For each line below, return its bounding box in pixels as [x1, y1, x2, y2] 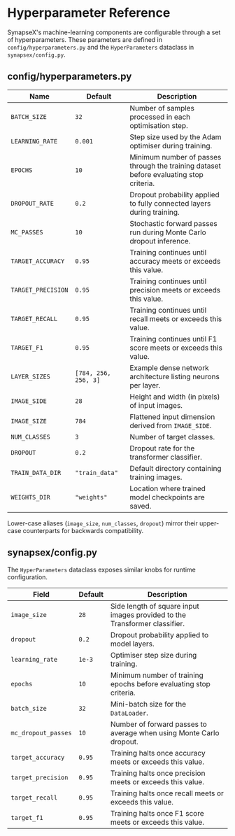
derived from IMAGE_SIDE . [129, 420, 212, 430]
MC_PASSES [10, 228, 43, 236]
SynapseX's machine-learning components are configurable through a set [7, 28, 221, 36]
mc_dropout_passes [10, 729, 72, 737]
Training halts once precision [110, 768, 206, 778]
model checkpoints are [129, 492, 205, 502]
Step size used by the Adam [129, 132, 222, 141]
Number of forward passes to [110, 719, 208, 729]
